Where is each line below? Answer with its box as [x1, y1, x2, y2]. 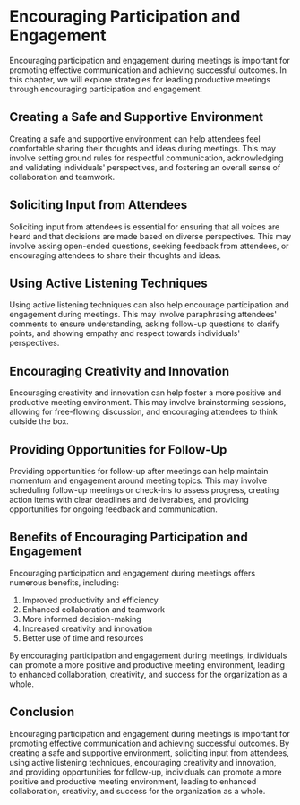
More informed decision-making [21, 613, 141, 624]
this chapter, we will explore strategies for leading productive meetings [9, 74, 271, 84]
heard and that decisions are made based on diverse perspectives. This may [9, 230, 292, 241]
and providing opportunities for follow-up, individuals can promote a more [9, 766, 282, 777]
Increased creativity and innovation [21, 623, 153, 634]
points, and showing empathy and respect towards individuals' [9, 328, 240, 339]
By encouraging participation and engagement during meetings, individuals [9, 650, 287, 661]
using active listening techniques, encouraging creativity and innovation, [9, 757, 277, 767]
